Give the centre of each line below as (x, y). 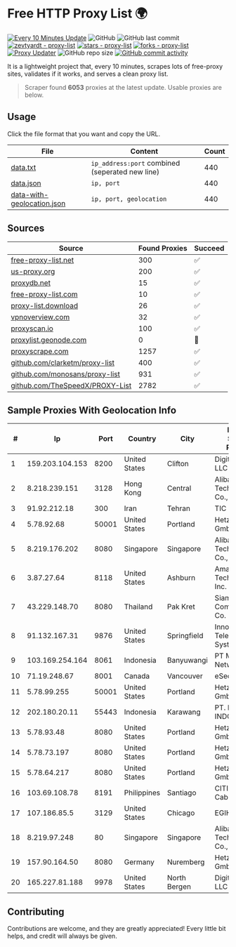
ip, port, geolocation (129, 199)
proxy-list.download (45, 305)
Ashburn (181, 578)
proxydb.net (31, 283)
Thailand (138, 607)
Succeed (209, 248)
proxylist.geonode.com (49, 340)
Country (142, 439)
